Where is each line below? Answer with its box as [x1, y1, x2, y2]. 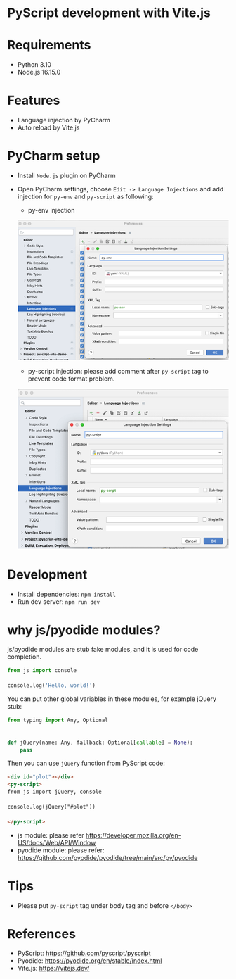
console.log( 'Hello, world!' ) [7, 682, 96, 689]
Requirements [7, 37, 91, 53]
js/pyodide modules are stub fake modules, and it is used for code [7, 645, 199, 654]
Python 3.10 [17, 61, 51, 69]
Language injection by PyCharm [17, 116, 111, 125]
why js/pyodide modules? [7, 621, 161, 638]
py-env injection [27, 206, 75, 214]
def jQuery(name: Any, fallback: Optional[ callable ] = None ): [7, 739, 193, 746]
